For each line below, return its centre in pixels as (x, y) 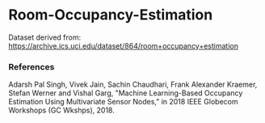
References (32, 66)
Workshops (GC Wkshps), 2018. (61, 110)
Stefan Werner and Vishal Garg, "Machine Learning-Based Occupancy (126, 93)
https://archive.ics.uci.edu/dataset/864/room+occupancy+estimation (123, 45)
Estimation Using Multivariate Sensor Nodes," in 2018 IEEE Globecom (123, 102)
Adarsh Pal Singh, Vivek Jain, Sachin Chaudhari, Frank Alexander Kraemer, (133, 85)
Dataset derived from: (45, 37)
